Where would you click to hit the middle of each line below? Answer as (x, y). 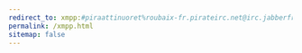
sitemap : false (37, 34)
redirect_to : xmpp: (45, 18)
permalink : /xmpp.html (51, 26)
